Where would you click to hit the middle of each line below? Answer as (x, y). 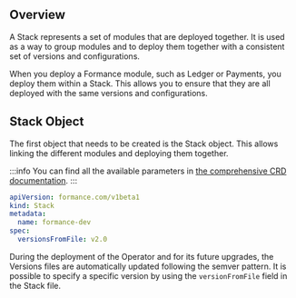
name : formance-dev (54, 223)
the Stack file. (35, 285)
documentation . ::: (44, 180)
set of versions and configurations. (75, 56)
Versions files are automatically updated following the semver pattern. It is (148, 266)
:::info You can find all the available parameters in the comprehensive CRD (148, 171)
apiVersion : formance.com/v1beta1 (75, 197)
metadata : (28, 214)
